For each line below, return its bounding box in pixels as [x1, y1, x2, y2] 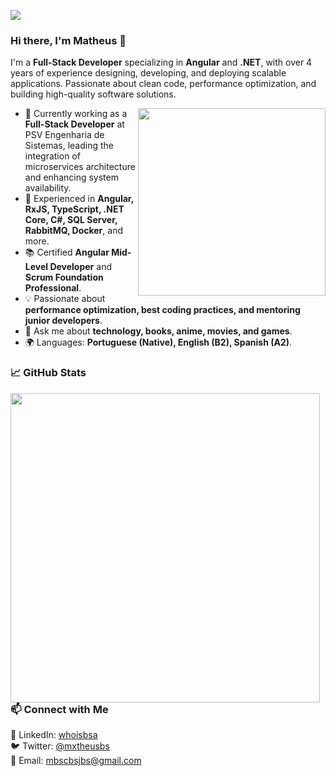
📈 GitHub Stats [10, 366, 87, 380]
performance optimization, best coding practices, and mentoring [24, 304, 301, 316]
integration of [24, 150, 81, 162]
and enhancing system [24, 171, 119, 184]
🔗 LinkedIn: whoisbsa [10, 728, 98, 740]
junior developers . [24, 315, 103, 327]
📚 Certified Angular [24, 246, 110, 259]
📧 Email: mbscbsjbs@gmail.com [10, 754, 142, 766]
